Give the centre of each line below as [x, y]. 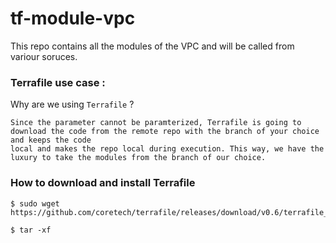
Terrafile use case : [58, 82]
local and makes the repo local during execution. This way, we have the [167, 149]
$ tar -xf [31, 230]
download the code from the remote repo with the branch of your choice [165, 132]
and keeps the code [51, 140]
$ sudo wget [35, 203]
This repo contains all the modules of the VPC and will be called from [152, 46]
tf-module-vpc [73, 18]
